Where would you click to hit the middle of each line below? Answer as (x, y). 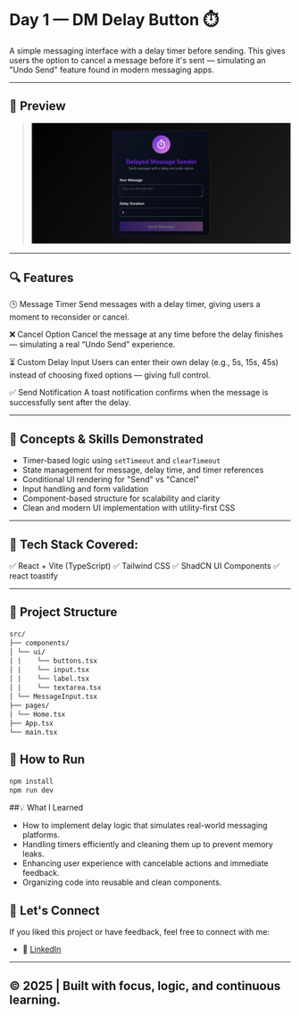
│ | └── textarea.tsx (55, 687)
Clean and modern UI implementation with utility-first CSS (129, 508)
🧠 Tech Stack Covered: (74, 544)
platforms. (41, 835)
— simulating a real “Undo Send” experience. (92, 345)
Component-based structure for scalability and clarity (121, 498)
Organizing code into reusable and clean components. (122, 882)
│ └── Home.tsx (37, 714)
